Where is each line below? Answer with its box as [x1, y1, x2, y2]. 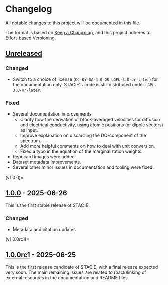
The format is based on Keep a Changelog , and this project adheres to [5, 29, 151, 35]
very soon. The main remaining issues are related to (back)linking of [5, 269, 147, 275]
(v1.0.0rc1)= [5, 236, 29, 242]
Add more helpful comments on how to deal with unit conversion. [20, 143, 155, 149]
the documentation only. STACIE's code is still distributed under [12, 81, 145, 87]
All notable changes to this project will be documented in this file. [5, 20, 141, 26]
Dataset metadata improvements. [12, 159, 81, 165]
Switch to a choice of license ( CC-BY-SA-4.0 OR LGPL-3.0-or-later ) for [12, 76, 158, 82]
